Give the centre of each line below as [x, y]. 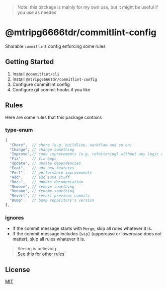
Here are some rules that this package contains [54, 117]
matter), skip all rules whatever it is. [49, 239]
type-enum [19, 130]
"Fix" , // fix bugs [33, 159]
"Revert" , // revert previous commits [50, 196]
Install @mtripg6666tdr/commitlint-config [55, 79]
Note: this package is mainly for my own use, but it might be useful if [87, 7]
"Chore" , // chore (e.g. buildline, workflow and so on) [71, 145]
